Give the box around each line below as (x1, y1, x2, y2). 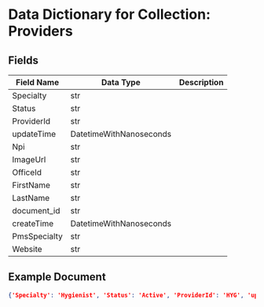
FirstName (12, 179, 51, 190)
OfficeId (12, 167, 42, 178)
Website (12, 244, 42, 254)
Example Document (8, 270, 106, 284)
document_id (12, 205, 60, 216)
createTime (12, 218, 54, 229)
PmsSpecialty (12, 231, 63, 242)
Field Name (15, 77, 60, 87)
